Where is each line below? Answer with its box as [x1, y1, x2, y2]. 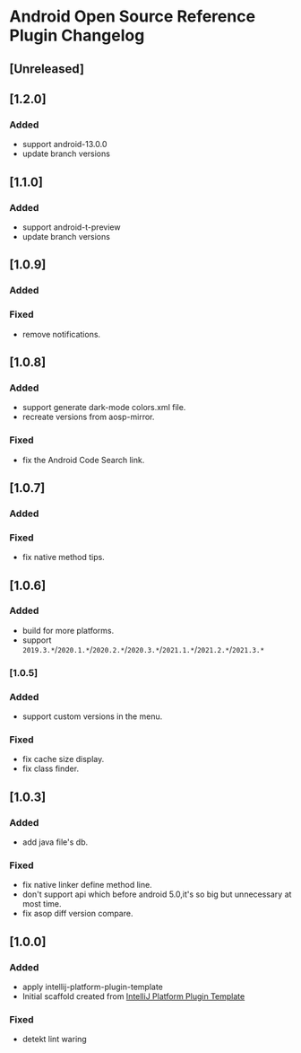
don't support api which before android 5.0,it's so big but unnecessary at [21, 889, 292, 899]
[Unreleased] [9, 61, 85, 76]
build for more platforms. [21, 625, 115, 636]
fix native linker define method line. [21, 880, 152, 891]
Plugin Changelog [9, 25, 145, 46]
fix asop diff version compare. [21, 908, 133, 919]
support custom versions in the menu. [21, 711, 163, 722]
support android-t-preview [21, 222, 121, 233]
